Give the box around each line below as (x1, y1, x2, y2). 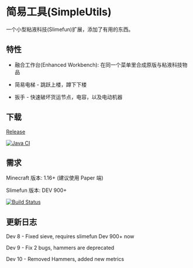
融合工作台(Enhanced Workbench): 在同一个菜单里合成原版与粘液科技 (14, 61, 182, 68)
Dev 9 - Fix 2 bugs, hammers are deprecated (6, 244, 115, 252)
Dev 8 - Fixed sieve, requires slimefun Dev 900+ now (6, 233, 135, 240)
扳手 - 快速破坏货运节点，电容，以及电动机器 (14, 93, 123, 100)
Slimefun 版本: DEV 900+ (6, 187, 67, 194)
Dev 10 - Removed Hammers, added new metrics (6, 256, 125, 263)
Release (6, 128, 26, 135)
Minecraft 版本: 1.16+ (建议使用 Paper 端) (6, 174, 104, 181)
